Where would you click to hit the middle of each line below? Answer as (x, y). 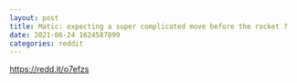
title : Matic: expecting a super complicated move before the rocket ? (148, 26)
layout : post (34, 18)
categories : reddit (47, 43)
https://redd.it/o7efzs (49, 69)
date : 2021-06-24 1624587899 (65, 35)
